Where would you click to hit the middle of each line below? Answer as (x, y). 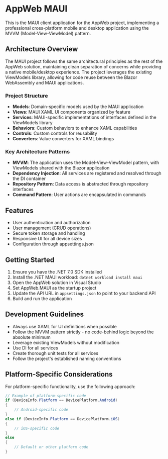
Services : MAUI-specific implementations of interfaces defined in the (84, 117)
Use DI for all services (35, 348)
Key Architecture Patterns (38, 151)
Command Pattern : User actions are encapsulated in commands (79, 195)
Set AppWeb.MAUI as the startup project (54, 288)
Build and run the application (42, 298)
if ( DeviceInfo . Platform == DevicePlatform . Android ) (61, 400)
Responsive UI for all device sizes (47, 239)
